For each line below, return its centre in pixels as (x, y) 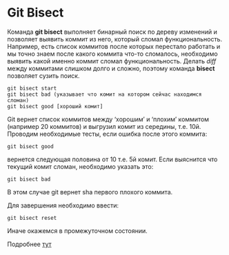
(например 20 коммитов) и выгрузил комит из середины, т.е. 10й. (104, 126)
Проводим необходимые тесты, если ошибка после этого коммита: (107, 134)
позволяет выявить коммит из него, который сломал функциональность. (115, 39)
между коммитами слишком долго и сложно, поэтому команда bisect (111, 68)
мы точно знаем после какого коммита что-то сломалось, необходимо (113, 54)
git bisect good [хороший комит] (55, 106)
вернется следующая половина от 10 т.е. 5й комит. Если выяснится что (112, 159)
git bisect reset (32, 218)
